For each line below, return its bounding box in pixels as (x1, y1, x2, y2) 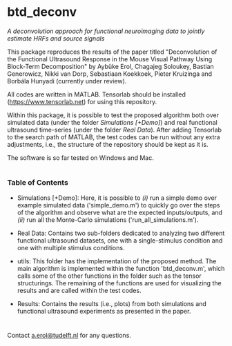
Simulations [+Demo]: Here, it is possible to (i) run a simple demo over (17, 194, 217, 202)
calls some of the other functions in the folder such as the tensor (17, 272, 202, 280)
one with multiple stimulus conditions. (17, 243, 125, 252)
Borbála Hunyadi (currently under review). (7, 77, 127, 85)
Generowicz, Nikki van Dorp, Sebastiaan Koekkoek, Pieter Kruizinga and (7, 70, 213, 78)
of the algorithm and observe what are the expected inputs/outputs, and (17, 208, 223, 216)
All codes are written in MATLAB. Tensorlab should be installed (7, 90, 186, 99)
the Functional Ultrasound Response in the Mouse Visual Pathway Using (7, 54, 213, 63)
